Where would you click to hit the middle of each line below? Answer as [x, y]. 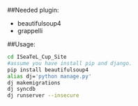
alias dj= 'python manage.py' [49, 76]
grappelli [30, 31]
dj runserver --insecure [43, 96]
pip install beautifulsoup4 [48, 70]
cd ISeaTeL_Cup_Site [37, 57]
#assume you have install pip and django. [70, 63]
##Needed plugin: [33, 10]
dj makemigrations [34, 82]
